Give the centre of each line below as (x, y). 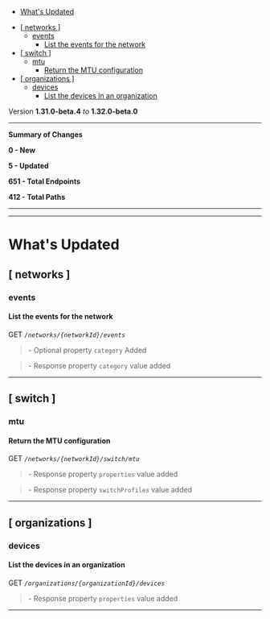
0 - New (22, 150)
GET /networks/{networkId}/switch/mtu (74, 459)
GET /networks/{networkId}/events (67, 334)
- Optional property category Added (87, 350)
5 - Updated (29, 166)
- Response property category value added (99, 365)
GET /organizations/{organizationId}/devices (87, 583)
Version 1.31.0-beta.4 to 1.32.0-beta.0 (73, 111)
